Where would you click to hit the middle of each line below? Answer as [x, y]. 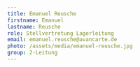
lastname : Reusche [34, 27]
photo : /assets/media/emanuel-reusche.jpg [70, 46]
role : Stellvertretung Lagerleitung [61, 33]
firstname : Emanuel [36, 20]
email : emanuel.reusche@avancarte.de [62, 40]
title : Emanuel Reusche [42, 14]
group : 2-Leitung [33, 53]
